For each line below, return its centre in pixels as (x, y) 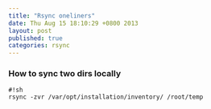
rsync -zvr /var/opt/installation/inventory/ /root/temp (106, 97)
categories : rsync (39, 46)
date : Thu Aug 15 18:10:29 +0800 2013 (73, 23)
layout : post (30, 30)
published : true (35, 38)
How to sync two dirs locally (65, 74)
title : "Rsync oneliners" (52, 16)
